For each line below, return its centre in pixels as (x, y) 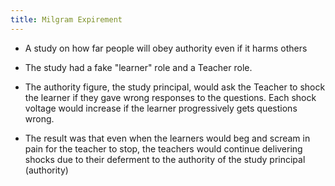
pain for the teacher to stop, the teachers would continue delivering (163, 148)
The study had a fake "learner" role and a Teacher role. (138, 67)
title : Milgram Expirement (66, 19)
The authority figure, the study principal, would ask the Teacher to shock (175, 87)
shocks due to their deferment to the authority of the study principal (165, 159)
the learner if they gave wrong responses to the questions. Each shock (170, 97)
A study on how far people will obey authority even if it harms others (166, 48)
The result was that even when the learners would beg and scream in (167, 138)
